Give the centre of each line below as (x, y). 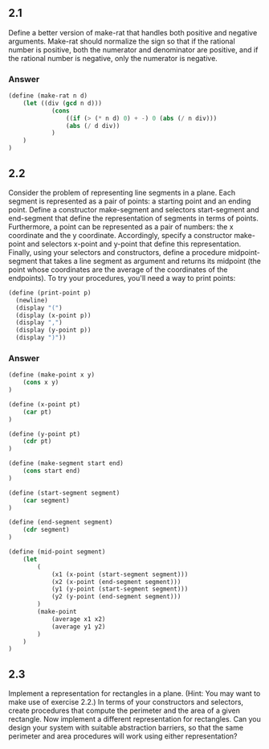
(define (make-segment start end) (66, 463)
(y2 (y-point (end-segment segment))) (116, 597)
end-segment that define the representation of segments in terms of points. (133, 218)
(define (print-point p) (50, 293)
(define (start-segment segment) (64, 493)
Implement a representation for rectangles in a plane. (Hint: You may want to (134, 693)
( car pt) (37, 412)
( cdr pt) (37, 442)
